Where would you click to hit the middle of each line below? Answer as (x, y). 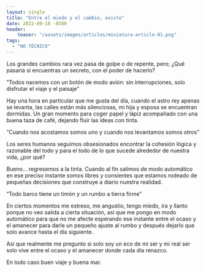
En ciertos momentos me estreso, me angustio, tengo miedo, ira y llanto (97, 206)
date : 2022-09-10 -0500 (37, 23)
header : (16, 29)
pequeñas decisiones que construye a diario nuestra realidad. (84, 182)
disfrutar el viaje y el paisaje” (43, 88)
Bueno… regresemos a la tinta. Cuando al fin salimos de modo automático (100, 169)
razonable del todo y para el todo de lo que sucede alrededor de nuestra (98, 150)
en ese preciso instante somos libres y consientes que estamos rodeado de (102, 175)
